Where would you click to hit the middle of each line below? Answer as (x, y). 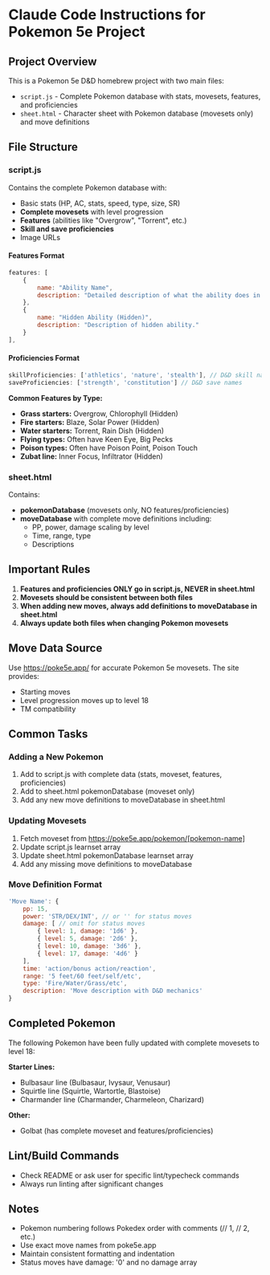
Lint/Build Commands (64, 1156)
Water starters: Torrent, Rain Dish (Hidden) (92, 431)
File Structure (43, 147)
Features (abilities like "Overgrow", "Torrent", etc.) (103, 220)
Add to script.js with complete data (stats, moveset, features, (121, 774)
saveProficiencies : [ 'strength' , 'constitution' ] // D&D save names (125, 382)
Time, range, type (61, 535)
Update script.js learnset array (70, 847)
